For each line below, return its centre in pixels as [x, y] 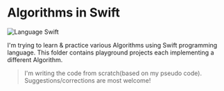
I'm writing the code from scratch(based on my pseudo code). [113, 73]
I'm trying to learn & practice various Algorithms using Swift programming [112, 45]
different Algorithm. [35, 59]
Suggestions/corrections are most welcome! [87, 80]
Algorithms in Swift [63, 13]
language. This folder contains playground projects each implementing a [111, 52]
